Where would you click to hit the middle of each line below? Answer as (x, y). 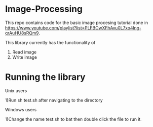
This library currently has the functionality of (50, 42)
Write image (24, 57)
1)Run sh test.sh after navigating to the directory (54, 100)
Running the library (45, 77)
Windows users (21, 109)
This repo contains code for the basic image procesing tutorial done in (76, 23)
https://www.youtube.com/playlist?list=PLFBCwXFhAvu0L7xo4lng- (73, 27)
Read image (24, 52)
